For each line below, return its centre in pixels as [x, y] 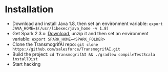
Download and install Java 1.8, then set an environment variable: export [88, 23]
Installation [29, 9]
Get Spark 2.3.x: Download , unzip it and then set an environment [80, 33]
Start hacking [26, 64]
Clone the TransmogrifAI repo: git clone [55, 44]
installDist [25, 59]
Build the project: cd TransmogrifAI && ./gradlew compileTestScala [83, 54]
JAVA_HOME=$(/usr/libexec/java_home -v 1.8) [60, 28]
